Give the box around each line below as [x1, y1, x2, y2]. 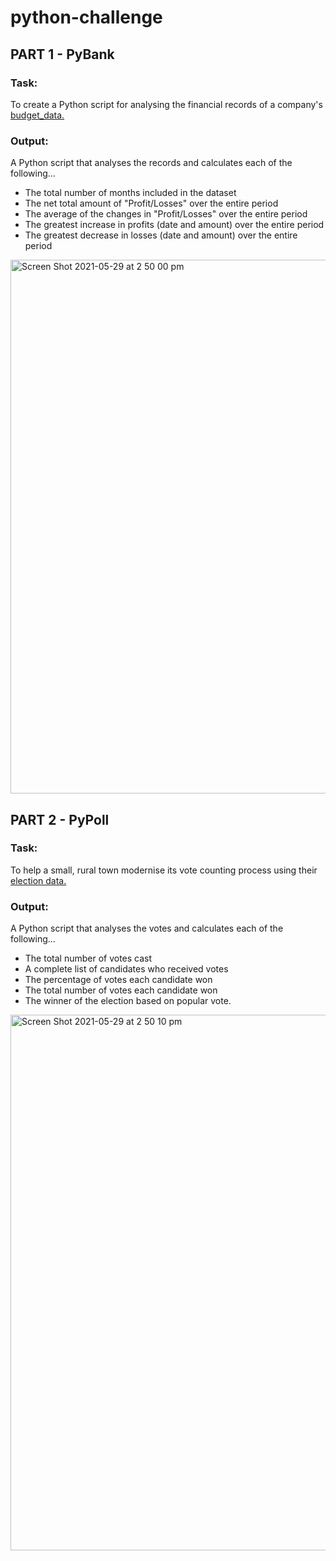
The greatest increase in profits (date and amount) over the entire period [24, 219, 325, 231]
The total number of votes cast [24, 952, 153, 965]
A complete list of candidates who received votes [24, 963, 229, 975]
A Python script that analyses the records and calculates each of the [10, 157, 293, 169]
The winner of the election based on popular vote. [24, 995, 232, 1007]
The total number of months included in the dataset [24, 187, 237, 199]
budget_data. [10, 109, 65, 121]
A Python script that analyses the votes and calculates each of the [10, 922, 284, 935]
